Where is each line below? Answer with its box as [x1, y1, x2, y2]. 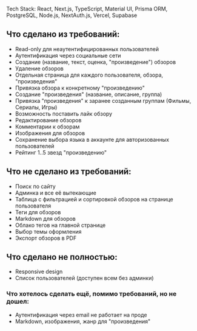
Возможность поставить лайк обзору [15, 110, 113, 117]
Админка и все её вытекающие [15, 189, 97, 197]
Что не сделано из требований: [6, 167, 132, 177]
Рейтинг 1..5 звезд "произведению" [15, 148, 107, 156]
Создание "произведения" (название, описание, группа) [15, 91, 162, 98]
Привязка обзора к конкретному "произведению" [15, 84, 145, 91]
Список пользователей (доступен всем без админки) [15, 274, 154, 282]
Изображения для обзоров [15, 129, 85, 136]
